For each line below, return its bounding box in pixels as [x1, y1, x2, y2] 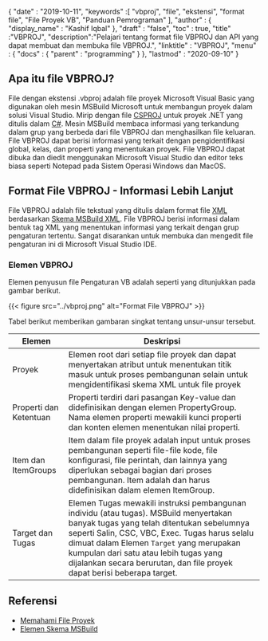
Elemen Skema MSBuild [19, 623, 98, 633]
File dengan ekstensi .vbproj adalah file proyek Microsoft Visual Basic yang [8, 93, 255, 103]
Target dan [12, 527, 53, 538]
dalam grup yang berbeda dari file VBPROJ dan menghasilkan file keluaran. [8, 127, 256, 136]
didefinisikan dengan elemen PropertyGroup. [68, 402, 237, 413]
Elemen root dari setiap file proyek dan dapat [68, 348, 237, 360]
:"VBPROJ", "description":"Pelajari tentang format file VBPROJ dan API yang [8, 32, 259, 41]
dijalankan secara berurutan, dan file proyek [68, 557, 234, 568]
